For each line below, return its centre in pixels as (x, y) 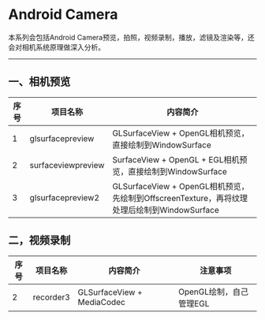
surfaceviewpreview (67, 165)
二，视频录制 (39, 241)
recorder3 (52, 297)
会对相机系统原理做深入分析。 (56, 47)
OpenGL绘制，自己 (213, 292)
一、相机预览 (39, 82)
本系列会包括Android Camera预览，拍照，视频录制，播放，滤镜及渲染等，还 (131, 37)
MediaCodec (102, 302)
